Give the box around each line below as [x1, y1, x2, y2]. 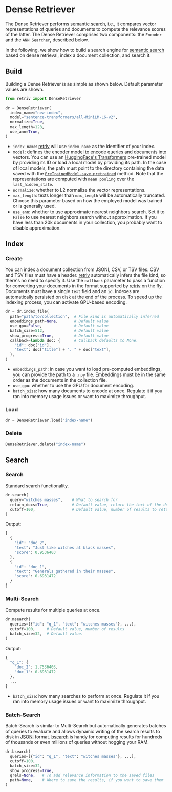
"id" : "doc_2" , [14, 540, 47, 546]
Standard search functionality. [5, 483, 69, 489]
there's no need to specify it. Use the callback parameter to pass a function [5, 278, 165, 284]
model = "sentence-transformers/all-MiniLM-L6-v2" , [10, 115, 118, 120]
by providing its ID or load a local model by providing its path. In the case [12, 159, 167, 165]
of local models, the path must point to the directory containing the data [12, 165, 165, 171]
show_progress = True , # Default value [10, 333, 109, 338]
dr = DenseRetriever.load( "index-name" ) [5, 418, 93, 423]
